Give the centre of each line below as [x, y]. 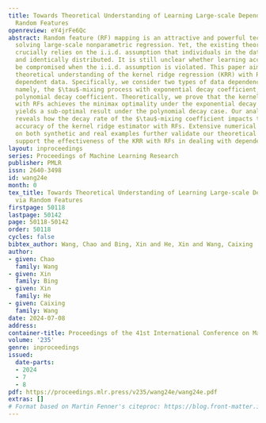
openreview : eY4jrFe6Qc [47, 30]
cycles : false [32, 237]
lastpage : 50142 [35, 215]
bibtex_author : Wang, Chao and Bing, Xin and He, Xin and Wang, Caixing [131, 244]
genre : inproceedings [44, 348]
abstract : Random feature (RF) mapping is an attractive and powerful [127, 38]
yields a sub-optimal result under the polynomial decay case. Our [129, 112]
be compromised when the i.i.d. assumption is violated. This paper [131, 67]
